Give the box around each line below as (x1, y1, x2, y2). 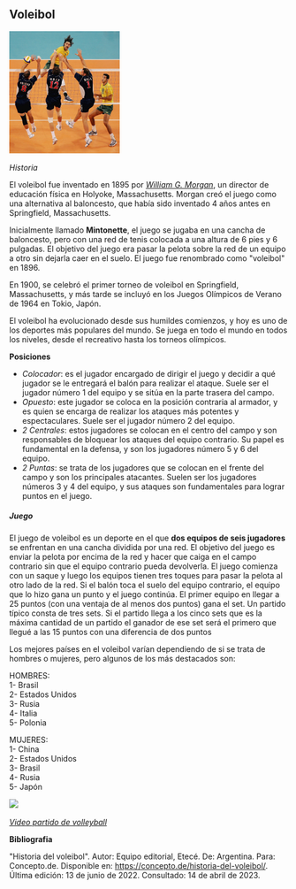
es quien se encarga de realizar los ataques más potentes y (21, 406, 239, 417)
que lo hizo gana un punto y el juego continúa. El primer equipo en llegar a (9, 589, 280, 600)
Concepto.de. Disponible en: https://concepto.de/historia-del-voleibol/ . (9, 861, 269, 871)
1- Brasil (9, 680, 39, 691)
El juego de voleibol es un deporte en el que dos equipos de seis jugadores (9, 533, 285, 543)
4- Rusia (9, 772, 41, 783)
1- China (9, 744, 40, 755)
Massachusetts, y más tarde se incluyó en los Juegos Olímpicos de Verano (9, 288, 283, 299)
